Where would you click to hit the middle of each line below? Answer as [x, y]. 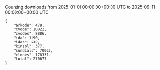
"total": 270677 [30, 59]
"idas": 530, [27, 42]
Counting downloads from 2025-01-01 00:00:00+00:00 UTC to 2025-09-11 [80, 7]
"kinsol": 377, [29, 46]
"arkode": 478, [29, 25]
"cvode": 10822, [30, 29]
